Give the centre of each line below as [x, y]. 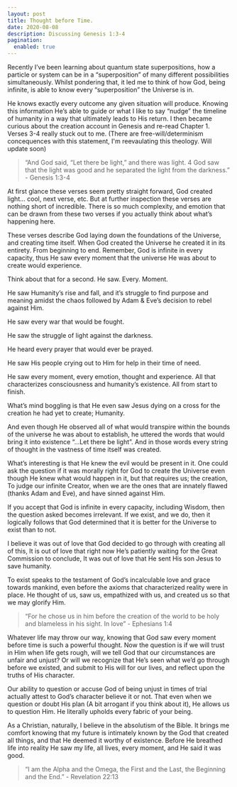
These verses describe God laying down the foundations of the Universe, [114, 235]
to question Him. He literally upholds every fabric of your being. [100, 711]
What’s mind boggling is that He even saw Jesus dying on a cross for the [114, 406]
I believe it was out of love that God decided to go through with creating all [116, 543]
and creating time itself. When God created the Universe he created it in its [116, 243]
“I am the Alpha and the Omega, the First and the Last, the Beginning [125, 769]
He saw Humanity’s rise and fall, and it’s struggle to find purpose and [108, 293]
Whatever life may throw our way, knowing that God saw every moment [112, 637]
